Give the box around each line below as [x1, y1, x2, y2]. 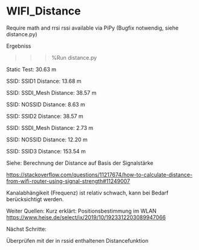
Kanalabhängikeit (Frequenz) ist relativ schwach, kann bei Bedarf [6, 189, 169, 196]
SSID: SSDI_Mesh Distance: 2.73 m [6, 124, 94, 131]
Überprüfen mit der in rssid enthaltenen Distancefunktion [6, 237, 149, 244]
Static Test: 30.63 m [6, 65, 56, 73]
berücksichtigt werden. [6, 195, 64, 203]
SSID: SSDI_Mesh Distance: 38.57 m [6, 89, 97, 96]
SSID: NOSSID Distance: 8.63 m [6, 101, 86, 108]
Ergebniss [6, 42, 31, 50]
